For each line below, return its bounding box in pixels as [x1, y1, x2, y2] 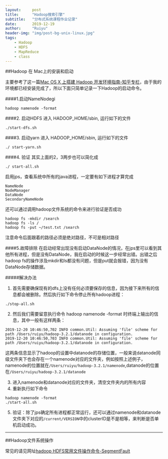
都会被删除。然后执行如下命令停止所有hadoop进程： [16, 291, 125, 297]
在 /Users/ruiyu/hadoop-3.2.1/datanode [5, 369, 86, 375]
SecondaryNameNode [5, 197, 43, 202]
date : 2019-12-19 [5, 21, 55, 27]
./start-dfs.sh [5, 125, 37, 130]
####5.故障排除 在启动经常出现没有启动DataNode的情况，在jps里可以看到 [5, 245, 157, 251]
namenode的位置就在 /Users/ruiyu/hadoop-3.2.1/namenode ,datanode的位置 [5, 362, 159, 369]
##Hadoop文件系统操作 [5, 437, 53, 443]
